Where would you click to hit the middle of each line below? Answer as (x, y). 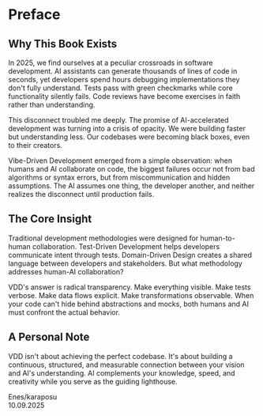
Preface (34, 15)
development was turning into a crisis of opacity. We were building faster (127, 129)
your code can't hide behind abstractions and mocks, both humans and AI (128, 304)
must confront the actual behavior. (64, 312)
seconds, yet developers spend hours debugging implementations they (124, 79)
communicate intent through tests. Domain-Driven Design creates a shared (130, 255)
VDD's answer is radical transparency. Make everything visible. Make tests (130, 287)
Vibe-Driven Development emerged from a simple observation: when (120, 161)
